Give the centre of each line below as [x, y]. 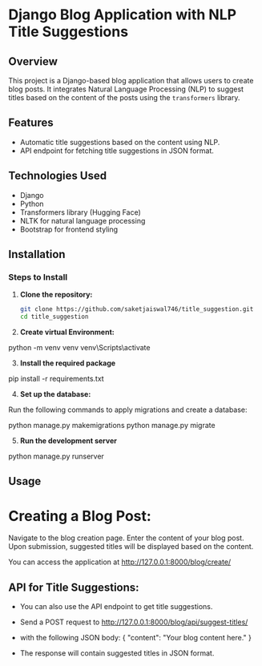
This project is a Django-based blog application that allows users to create [131, 81]
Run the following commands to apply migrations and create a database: [128, 410]
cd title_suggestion [54, 317]
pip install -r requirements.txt [56, 379]
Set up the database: [55, 394]
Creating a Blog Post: [80, 516]
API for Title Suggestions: [74, 587]
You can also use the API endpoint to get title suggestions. [116, 607]
